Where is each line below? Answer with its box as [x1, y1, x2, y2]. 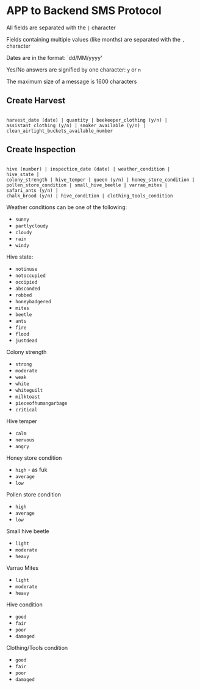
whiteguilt [15, 387, 43, 393]
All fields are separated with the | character [6, 24, 116, 31]
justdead [15, 337, 38, 344]
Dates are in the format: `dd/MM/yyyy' [6, 54, 102, 61]
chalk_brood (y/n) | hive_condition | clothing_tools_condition [6, 193, 173, 199]
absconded [15, 286, 41, 292]
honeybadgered [15, 298, 51, 304]
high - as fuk [15, 466, 48, 473]
